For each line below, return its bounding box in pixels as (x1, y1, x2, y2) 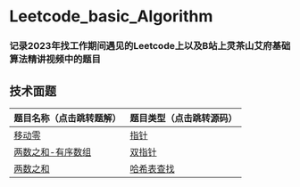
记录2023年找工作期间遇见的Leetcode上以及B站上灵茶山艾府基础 (9, 40, 291, 53)
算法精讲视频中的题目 (9, 53, 101, 66)
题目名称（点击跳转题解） (13, 111, 122, 124)
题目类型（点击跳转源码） (129, 111, 238, 124)
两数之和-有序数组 (13, 145, 92, 158)
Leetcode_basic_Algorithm (9, 6, 213, 27)
